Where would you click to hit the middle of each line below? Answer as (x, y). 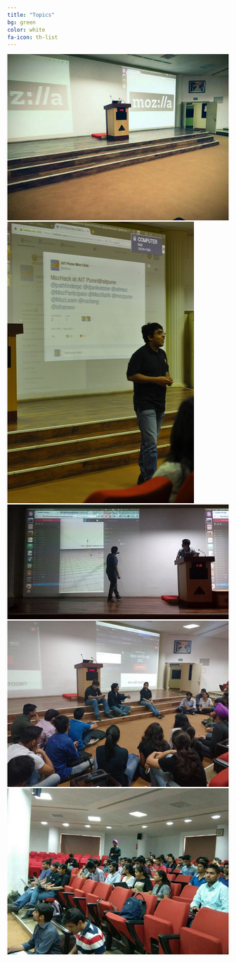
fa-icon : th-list (33, 37)
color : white (26, 30)
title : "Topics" (31, 15)
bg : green (22, 22)
